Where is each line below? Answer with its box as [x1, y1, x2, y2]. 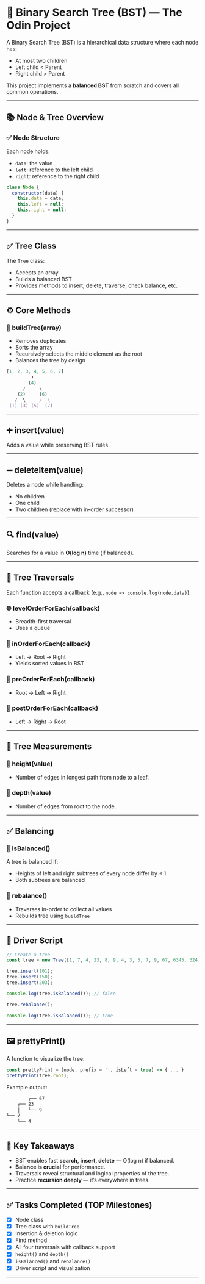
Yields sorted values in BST [15, 660, 84, 667]
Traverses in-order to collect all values [15, 905, 112, 913]
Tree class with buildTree [15, 1223, 80, 1230]
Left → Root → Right [15, 653, 66, 661]
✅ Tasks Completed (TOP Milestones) [6, 1200, 153, 1210]
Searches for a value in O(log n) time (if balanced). [6, 549, 134, 556]
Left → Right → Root [15, 718, 66, 725]
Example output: [6, 1084, 48, 1091]
